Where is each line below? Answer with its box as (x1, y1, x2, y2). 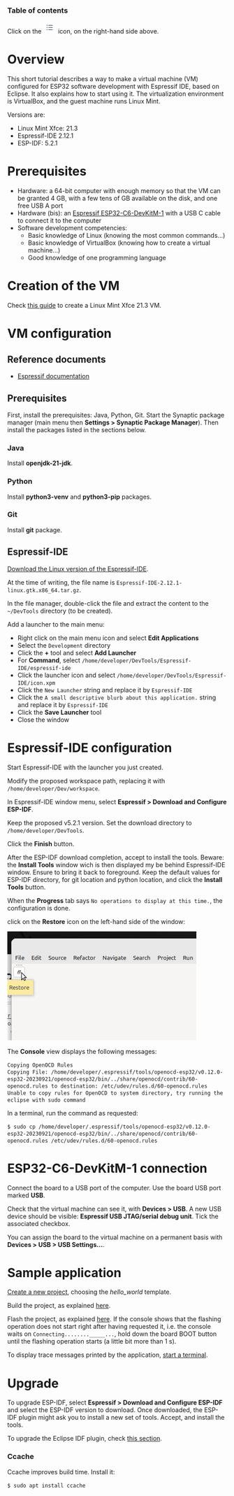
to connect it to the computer (17, 216, 102, 225)
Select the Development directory (17, 641, 111, 649)
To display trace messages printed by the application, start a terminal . (7, 1351, 208, 1359)
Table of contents (7, 6, 68, 15)
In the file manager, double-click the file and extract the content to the (7, 599, 210, 607)
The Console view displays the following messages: (7, 1047, 157, 1055)
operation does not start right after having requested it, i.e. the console (7, 1323, 212, 1331)
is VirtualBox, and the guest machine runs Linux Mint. (7, 97, 161, 106)
